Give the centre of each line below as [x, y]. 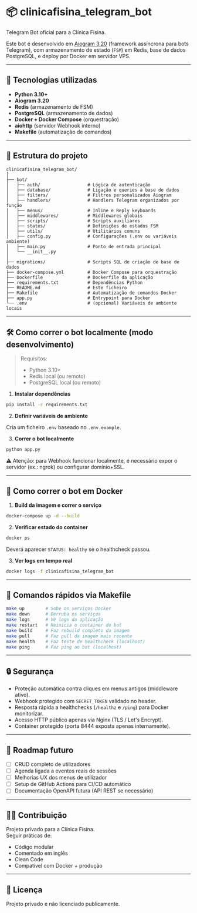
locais [14, 308]
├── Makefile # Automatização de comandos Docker [91, 293]
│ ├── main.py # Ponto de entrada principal [84, 246]
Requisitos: [34, 359]
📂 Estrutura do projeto [47, 156]
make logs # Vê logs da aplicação [55, 620]
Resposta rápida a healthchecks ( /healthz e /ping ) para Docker [91, 707]
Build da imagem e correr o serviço [58, 505]
